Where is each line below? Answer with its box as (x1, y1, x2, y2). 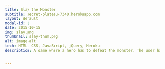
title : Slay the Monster (5, 7, 56, 12)
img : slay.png (5, 30, 34, 34)
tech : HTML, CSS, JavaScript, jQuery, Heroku (5, 43, 100, 48)
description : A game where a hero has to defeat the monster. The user (5, 48, 155, 52)
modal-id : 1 (5, 20, 29, 26)
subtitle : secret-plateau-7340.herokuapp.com (5, 12, 100, 17)
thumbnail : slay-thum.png (5, 34, 58, 39)
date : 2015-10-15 (5, 25, 41, 30)
